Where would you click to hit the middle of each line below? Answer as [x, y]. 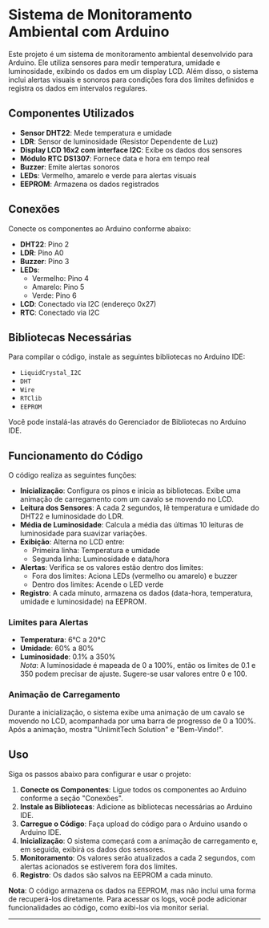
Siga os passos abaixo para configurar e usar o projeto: [100, 774]
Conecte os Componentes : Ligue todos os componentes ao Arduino [133, 789]
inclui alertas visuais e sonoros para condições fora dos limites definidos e [131, 79]
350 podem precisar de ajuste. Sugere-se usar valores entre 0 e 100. [134, 674]
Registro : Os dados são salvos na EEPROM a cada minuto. [116, 875]
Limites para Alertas [48, 622]
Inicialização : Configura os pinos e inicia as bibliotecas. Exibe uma [130, 490]
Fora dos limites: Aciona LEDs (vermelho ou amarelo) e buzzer [134, 576]
